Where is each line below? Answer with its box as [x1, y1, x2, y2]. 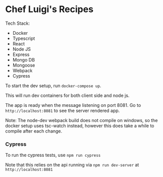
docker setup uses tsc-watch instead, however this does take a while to [5, 123, 154, 129]
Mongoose [12, 62, 35, 68]
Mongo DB [12, 56, 35, 63]
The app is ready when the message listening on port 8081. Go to [5, 102, 141, 108]
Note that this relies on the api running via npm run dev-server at [5, 162, 139, 168]
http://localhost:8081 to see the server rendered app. [5, 107, 120, 113]
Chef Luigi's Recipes [5, 4, 94, 15]
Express [12, 51, 30, 57]
